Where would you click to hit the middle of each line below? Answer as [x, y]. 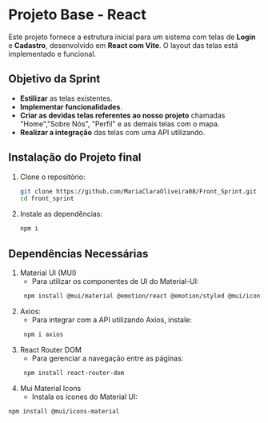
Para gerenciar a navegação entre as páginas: [108, 358]
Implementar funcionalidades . [71, 106]
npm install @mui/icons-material [64, 411]
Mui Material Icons [50, 388]
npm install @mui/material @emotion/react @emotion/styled [124, 296]
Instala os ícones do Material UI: [85, 397]
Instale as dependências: [61, 214]
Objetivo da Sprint [54, 79]
